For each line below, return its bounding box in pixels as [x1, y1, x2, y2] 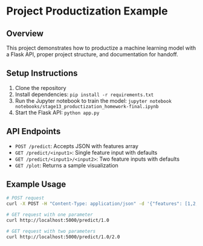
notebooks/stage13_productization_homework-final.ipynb [14, 103, 159, 109]
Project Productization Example [6, 4, 168, 18]
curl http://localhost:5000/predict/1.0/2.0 [6, 234, 120, 240]
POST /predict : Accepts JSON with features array [14, 142, 139, 149]
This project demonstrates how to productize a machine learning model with [6, 44, 196, 51]
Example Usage [6, 180, 66, 190]
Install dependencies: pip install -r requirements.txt [14, 91, 154, 98]
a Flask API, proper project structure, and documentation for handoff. [6, 51, 178, 58]
